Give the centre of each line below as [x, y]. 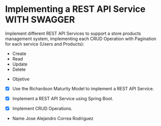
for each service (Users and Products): [45, 44]
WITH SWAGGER [40, 20]
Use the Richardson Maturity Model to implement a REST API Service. [83, 88]
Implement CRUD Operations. [42, 109]
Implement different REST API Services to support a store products [73, 33]
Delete [19, 69]
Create [19, 54]
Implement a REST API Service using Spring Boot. [63, 98]
